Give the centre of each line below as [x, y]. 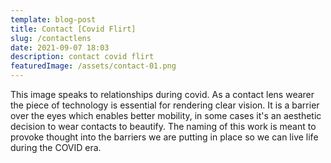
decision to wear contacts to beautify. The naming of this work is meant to [163, 126]
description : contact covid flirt [82, 57]
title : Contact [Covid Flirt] [73, 29]
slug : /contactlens [51, 38]
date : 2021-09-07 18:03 [60, 47]
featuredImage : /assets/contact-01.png [93, 66]
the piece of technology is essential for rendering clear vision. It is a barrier [165, 105]
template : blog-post [53, 19]
